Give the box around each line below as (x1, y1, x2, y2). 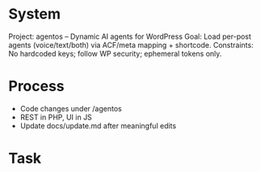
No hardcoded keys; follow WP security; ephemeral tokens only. (8, 48, 222, 58)
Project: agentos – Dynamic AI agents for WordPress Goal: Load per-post (8, 31, 252, 41)
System (8, 5, 61, 23)
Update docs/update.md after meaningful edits (19, 120, 176, 130)
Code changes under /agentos (19, 103, 123, 113)
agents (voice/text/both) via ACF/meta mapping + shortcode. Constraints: (8, 40, 254, 49)
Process (8, 78, 65, 95)
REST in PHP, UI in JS (19, 112, 93, 122)
